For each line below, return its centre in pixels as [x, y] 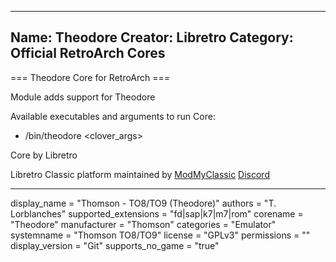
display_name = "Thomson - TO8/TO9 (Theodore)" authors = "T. [143, 203]
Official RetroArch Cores [88, 53]
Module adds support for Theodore [83, 97]
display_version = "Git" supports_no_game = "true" [115, 245]
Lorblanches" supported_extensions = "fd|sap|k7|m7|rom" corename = [157, 213]
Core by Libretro [44, 155]
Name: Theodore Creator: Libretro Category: [152, 37]
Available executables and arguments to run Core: [113, 116]
